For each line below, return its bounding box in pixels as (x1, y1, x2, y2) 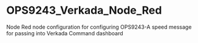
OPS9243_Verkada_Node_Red (6, 4, 162, 17)
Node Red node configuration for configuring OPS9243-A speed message (6, 23, 192, 30)
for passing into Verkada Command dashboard (6, 29, 123, 36)
